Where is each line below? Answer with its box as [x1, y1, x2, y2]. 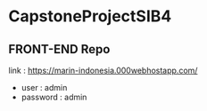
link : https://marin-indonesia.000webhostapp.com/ [8, 65, 198, 75]
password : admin [21, 91, 87, 102]
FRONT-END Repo [8, 42, 111, 57]
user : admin [21, 83, 68, 92]
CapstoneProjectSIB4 [8, 6, 172, 27]
